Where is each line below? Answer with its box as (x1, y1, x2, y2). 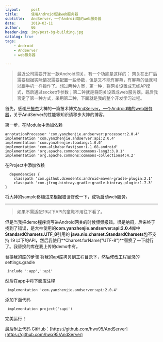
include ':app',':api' (7, 269, 53, 274)
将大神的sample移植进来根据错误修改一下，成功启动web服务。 (5, 194, 130, 200)
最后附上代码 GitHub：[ (5, 326, 52, 332)
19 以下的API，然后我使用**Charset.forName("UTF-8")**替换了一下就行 (10, 237, 154, 244)
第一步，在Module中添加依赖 (5, 122, 63, 128)
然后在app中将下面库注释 (5, 278, 56, 284)
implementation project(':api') (7, 306, 73, 312)
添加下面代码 (5, 297, 31, 303)
